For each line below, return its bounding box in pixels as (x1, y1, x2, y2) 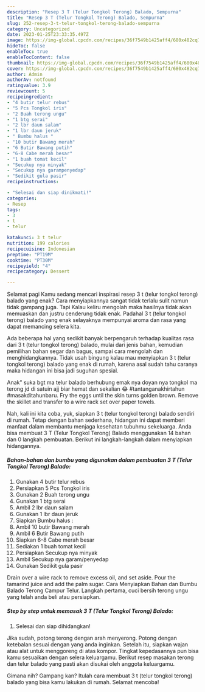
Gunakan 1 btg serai (15, 497, 66, 505)
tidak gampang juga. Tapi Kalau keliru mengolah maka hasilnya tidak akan (7, 304, 192, 311)
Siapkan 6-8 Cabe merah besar (15, 536, 95, 543)
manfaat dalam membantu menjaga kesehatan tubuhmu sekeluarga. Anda (7, 423, 192, 430)
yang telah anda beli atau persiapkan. (7, 593, 101, 601)
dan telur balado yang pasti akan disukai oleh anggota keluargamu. (7, 660, 175, 668)
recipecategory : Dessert (7, 268, 70, 274)
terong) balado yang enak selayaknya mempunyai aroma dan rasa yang (7, 316, 186, 324)
